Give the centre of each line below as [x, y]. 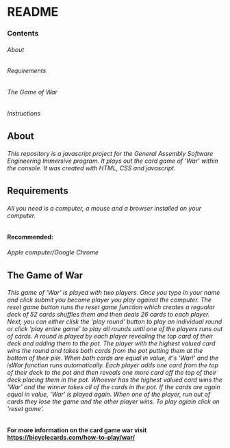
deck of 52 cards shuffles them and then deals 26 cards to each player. [108, 315]
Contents [23, 34]
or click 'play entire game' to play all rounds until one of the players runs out [115, 329]
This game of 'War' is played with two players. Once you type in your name [114, 293]
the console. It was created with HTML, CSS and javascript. [91, 168]
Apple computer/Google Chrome [53, 252]
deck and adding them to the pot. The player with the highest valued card [111, 343]
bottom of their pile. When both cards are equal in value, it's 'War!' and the [113, 358]
